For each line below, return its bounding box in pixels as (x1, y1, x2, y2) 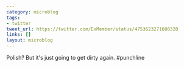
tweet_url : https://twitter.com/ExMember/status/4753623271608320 (6, 26, 179, 32)
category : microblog (6, 9, 59, 15)
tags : (6, 15, 20, 21)
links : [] (6, 32, 32, 38)
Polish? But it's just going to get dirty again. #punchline (6, 54, 145, 61)
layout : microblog (6, 37, 53, 43)
